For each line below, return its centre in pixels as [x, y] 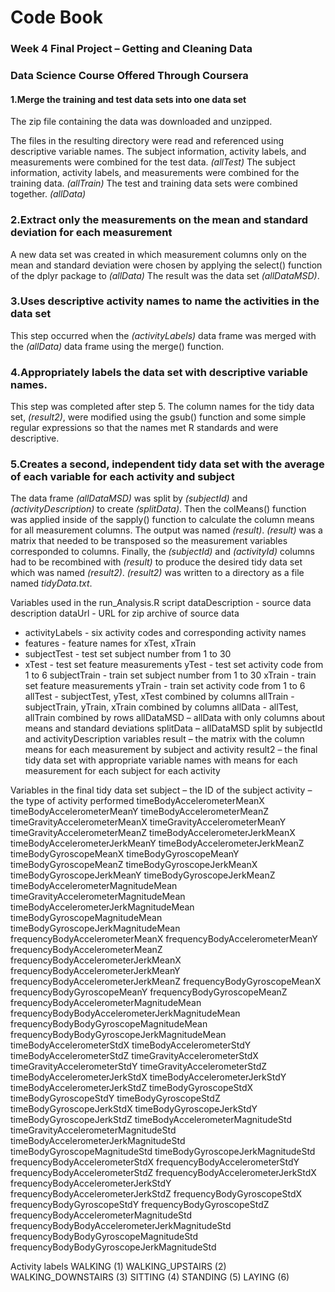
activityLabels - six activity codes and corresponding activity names [165, 633]
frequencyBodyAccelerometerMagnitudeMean [106, 1003]
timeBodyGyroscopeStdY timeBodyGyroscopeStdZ [115, 1098]
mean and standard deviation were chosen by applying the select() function [166, 265]
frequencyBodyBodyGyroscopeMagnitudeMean [109, 1024]
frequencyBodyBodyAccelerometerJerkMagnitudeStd [121, 1226]
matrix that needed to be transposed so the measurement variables [149, 541]
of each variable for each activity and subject [122, 477]
